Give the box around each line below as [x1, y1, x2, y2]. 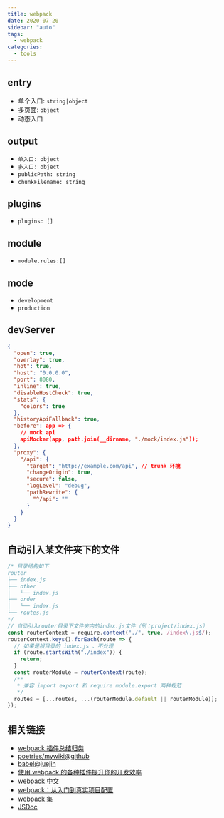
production [17, 305, 50, 312]
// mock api [20, 429, 55, 436]
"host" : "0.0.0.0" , [14, 369, 72, 377]
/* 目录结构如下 [7, 563, 49, 571]
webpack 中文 [17, 777, 59, 785]
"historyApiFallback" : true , [14, 416, 100, 423]
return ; [20, 655, 43, 663]
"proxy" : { [14, 449, 46, 456]
